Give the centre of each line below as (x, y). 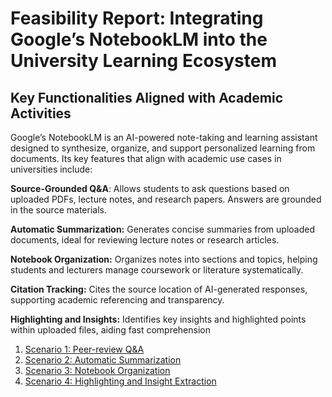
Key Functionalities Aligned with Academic (147, 97)
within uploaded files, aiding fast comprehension (110, 330)
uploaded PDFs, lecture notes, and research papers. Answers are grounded (166, 199)
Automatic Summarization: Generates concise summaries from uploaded (162, 229)
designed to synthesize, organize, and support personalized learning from (163, 148)
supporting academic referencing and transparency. (117, 300)
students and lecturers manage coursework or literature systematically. (157, 270)
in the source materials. (58, 210)
